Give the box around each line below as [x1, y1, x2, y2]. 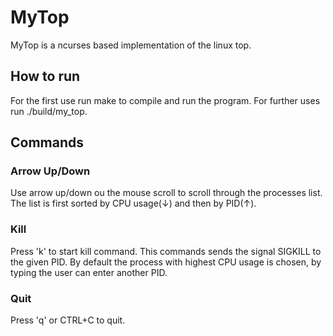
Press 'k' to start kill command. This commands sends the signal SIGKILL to [10, 245, 322, 257]
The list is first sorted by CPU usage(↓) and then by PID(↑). [10, 197, 257, 210]
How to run [10, 68, 81, 85]
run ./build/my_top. [10, 105, 88, 117]
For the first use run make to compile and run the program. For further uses [10, 94, 321, 106]
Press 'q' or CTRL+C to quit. [10, 314, 126, 326]
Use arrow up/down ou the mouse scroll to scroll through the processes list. [10, 187, 323, 199]
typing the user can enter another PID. [10, 266, 168, 278]
